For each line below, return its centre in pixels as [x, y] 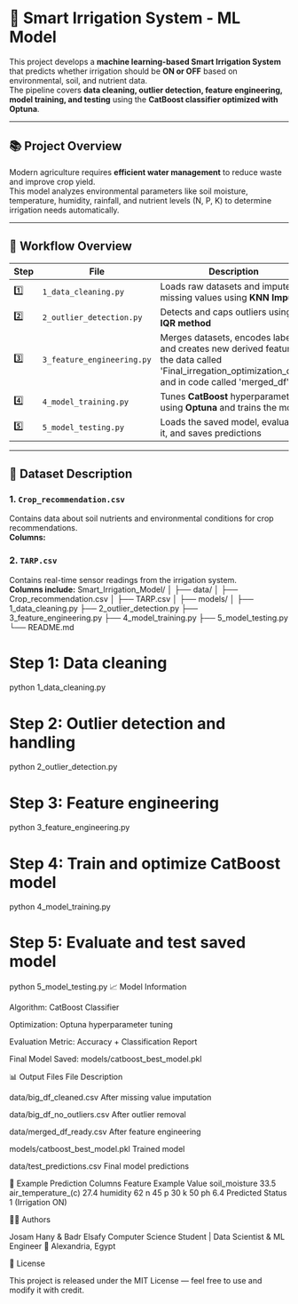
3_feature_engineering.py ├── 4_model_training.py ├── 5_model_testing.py [149, 618]
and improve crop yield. [52, 181]
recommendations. [43, 528]
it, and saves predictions [211, 433]
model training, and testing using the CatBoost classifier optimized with [144, 99]
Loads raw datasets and [210, 286]
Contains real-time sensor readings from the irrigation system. [123, 580]
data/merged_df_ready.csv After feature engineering [105, 1132]
